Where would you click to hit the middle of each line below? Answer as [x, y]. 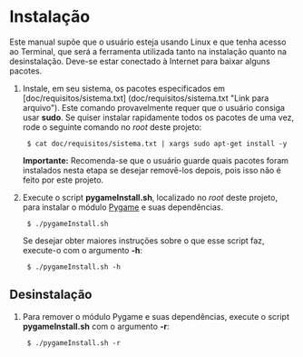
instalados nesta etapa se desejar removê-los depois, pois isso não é [151, 170]
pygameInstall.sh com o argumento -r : [96, 326]
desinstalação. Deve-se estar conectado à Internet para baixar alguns [140, 61]
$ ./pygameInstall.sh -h [73, 267]
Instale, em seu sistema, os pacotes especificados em [123, 88]
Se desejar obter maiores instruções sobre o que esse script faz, [143, 240]
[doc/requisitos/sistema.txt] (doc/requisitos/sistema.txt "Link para [146, 98]
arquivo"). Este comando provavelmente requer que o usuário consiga [154, 107]
